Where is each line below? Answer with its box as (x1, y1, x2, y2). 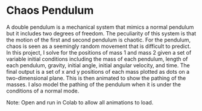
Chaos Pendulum (6, 4, 94, 17)
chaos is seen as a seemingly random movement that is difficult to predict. (6, 43, 191, 50)
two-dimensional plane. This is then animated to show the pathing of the (6, 74, 186, 82)
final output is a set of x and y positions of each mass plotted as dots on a (6, 68, 190, 75)
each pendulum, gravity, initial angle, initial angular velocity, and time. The (6, 61, 190, 69)
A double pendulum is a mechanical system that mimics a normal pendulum (6, 23, 194, 31)
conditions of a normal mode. (6, 87, 80, 94)
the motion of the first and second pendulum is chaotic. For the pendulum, (6, 36, 191, 43)
